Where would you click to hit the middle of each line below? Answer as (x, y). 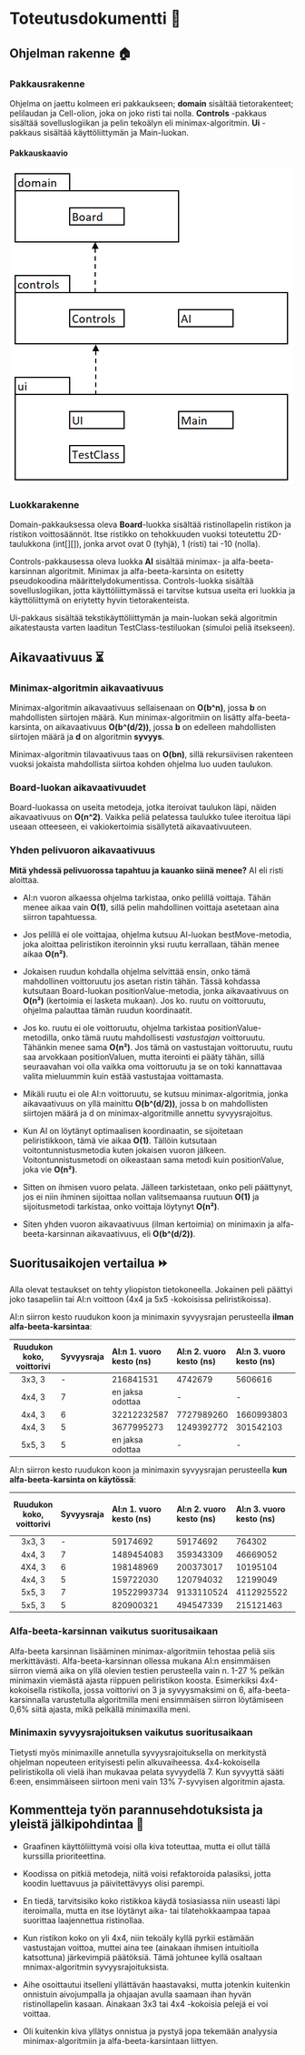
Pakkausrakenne (47, 84)
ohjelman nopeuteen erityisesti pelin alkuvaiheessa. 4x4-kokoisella (135, 1762)
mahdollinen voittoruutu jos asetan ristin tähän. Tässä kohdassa (141, 981)
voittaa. (37, 2013)
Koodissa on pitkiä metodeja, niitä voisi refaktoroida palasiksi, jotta (147, 1873)
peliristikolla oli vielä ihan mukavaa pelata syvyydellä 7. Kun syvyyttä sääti (147, 1772)
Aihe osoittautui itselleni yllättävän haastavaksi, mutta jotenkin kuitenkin (156, 1984)
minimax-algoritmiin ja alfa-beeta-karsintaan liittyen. (120, 2040)
